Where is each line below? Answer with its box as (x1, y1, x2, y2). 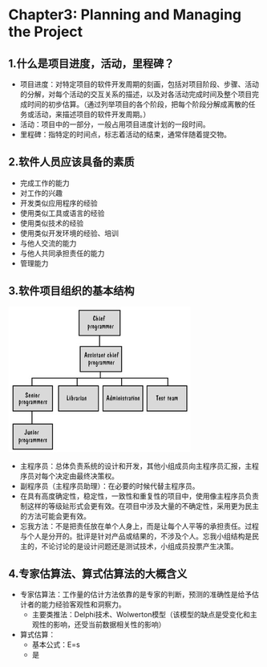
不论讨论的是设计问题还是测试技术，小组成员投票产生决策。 (41, 541, 238, 551)
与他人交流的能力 (19, 238, 77, 248)
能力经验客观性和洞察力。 (41, 600, 126, 609)
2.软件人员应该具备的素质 (8, 155, 135, 169)
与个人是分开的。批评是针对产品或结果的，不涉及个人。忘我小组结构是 (19, 531, 253, 541)
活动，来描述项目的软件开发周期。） (34, 110, 151, 119)
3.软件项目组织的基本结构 (8, 284, 135, 298)
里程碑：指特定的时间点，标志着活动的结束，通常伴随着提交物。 (19, 130, 231, 139)
